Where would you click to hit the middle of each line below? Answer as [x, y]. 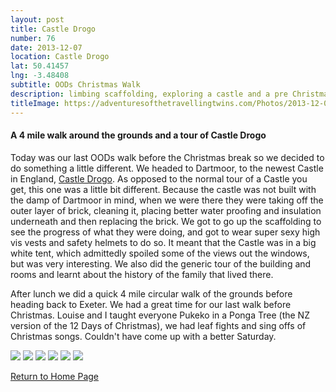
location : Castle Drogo [60, 57]
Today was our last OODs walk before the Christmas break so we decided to [167, 157]
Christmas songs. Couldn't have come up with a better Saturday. [143, 336]
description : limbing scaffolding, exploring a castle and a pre [149, 94]
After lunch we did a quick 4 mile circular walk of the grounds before [151, 293]
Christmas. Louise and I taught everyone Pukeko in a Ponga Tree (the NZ [160, 315]
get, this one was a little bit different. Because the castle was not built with [163, 189]
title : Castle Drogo [53, 29]
